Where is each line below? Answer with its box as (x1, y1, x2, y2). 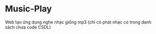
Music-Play (5, 3, 52, 14)
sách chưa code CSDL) (5, 24, 51, 30)
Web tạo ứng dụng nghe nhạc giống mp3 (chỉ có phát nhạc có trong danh (5, 19, 152, 25)
